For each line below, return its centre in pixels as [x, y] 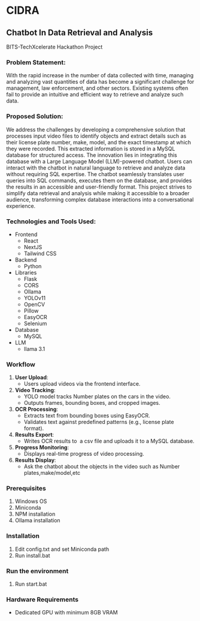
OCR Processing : [37, 409]
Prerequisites [26, 489]
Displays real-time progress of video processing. [84, 454]
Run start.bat [31, 584]
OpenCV [34, 304]
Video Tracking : [35, 390]
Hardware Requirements [43, 599]
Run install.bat [32, 555]
